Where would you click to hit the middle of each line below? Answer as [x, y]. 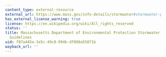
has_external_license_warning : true [43, 19]
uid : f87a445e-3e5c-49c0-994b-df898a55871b [51, 42]
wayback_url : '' [22, 47]
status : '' [16, 28]
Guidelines [21, 38]
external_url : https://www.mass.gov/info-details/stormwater [69, 14]
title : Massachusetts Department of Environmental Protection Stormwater [83, 33]
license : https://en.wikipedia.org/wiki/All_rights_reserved [69, 24]
